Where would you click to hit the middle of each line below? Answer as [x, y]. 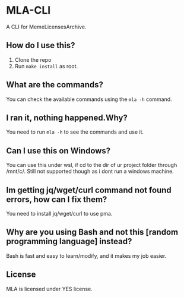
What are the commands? [55, 85]
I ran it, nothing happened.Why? [67, 117]
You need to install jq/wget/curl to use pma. [59, 214]
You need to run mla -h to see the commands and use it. [75, 132]
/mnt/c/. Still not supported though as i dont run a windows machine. [90, 171]
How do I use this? [41, 45]
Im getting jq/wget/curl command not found [89, 190]
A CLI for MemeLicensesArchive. [46, 27]
